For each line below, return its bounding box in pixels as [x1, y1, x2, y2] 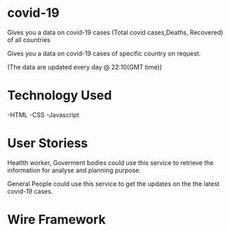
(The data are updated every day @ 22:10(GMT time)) [7, 62, 163, 71]
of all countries [7, 35, 50, 44]
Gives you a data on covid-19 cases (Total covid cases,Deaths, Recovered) [7, 28, 224, 37]
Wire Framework [7, 212, 107, 227]
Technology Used [7, 88, 112, 103]
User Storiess [7, 136, 88, 152]
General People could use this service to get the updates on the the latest [7, 179, 219, 187]
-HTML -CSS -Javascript [7, 110, 79, 119]
